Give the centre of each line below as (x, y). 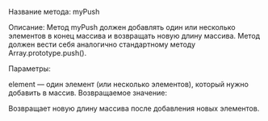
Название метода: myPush (54, 12)
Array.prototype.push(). (48, 53)
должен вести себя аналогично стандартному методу (102, 44)
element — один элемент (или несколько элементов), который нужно (128, 84)
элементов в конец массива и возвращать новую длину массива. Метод (134, 36)
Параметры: (29, 69)
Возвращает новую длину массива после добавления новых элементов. (134, 108)
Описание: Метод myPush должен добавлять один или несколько (122, 27)
